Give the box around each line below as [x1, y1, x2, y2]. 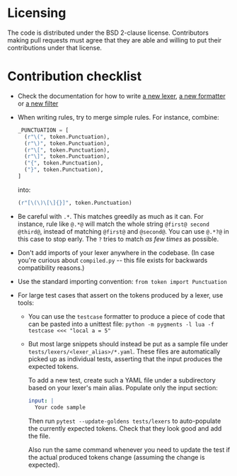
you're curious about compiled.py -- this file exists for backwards [17, 256, 208, 264]
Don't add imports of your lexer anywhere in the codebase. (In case [17, 248, 215, 256]
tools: [17, 298, 34, 307]
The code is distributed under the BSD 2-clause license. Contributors [7, 28, 209, 37]
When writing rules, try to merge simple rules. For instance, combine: [17, 113, 219, 121]
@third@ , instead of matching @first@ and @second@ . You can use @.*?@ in [17, 227, 229, 235]
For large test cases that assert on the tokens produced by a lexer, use [17, 290, 224, 299]
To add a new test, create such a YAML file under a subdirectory [28, 375, 216, 384]
